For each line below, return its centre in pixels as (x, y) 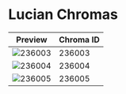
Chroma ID (80, 39)
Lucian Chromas (63, 15)
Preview (31, 39)
